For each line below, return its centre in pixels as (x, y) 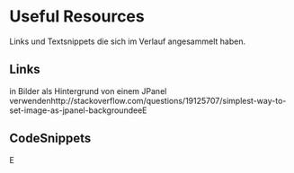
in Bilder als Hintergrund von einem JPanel (88, 91)
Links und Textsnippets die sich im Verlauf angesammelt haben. (127, 41)
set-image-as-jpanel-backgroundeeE (78, 110)
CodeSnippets (50, 138)
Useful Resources (77, 17)
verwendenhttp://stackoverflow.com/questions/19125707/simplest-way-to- (148, 100)
